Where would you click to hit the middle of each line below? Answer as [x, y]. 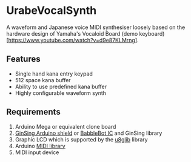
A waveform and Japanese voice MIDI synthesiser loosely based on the [96, 27]
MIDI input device [37, 152]
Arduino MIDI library [40, 146]
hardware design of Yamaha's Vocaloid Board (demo [72, 33]
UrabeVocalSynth [52, 11]
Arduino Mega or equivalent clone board [65, 126]
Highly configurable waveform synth [61, 93]
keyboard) [152, 33]
